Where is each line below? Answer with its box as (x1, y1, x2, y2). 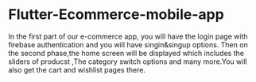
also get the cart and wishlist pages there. (8, 65, 145, 74)
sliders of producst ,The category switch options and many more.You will (8, 57, 248, 66)
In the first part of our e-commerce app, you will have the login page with (8, 32, 248, 41)
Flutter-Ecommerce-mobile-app (8, 6, 224, 24)
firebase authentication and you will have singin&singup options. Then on (8, 39, 248, 49)
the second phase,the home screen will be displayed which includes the (8, 48, 245, 58)
